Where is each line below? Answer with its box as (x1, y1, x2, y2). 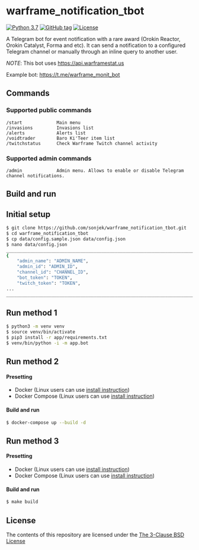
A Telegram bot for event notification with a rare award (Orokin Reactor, (6, 35, 181, 42)
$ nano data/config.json (6, 241, 68, 247)
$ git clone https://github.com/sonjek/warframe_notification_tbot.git (6, 225, 187, 231)
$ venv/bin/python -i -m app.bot (6, 340, 89, 346)
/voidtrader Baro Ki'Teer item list (6, 135, 115, 141)
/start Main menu (6, 120, 81, 125)
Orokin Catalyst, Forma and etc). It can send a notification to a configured (6, 42, 186, 49)
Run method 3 (6, 436, 59, 446)
